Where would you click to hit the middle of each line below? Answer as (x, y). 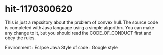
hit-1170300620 (39, 9)
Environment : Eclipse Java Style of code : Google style (61, 47)
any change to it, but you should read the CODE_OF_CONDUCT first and (78, 33)
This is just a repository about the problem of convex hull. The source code (81, 22)
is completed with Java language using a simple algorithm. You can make (80, 27)
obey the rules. (20, 38)
